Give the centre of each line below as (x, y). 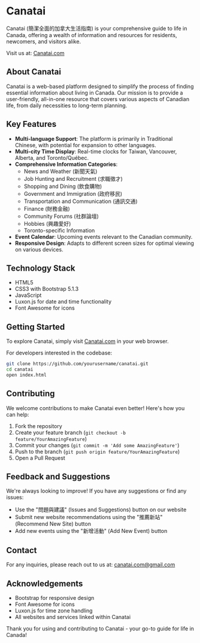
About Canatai (34, 72)
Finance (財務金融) (47, 208)
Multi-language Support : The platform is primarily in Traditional (94, 138)
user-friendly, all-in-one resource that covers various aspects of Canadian (98, 99)
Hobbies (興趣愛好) (47, 223)
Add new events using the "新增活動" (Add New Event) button (91, 531)
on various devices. (39, 249)
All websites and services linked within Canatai (72, 617)
